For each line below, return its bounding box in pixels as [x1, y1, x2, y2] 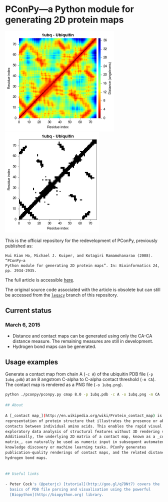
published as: [5, 242, 33, 248]
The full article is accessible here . [5, 276, 75, 283]
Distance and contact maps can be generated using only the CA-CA [12, 332, 152, 338]
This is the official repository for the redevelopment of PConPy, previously [5, 237, 157, 243]
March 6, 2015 [5, 321, 41, 328]
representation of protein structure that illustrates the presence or [5, 418, 157, 423]
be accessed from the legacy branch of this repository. [5, 291, 118, 298]
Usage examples [5, 358, 58, 366]
